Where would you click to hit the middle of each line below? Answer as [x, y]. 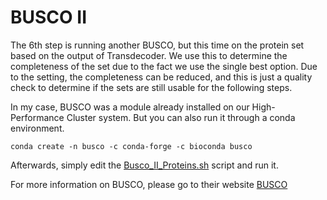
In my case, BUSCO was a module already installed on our [130, 107]
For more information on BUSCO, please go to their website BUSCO [149, 184]
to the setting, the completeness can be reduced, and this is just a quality [161, 77]
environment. [37, 128]
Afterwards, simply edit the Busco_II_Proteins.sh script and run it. [144, 165]
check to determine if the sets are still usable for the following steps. [151, 87]
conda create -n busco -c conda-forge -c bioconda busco [131, 146]
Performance [37, 117]
